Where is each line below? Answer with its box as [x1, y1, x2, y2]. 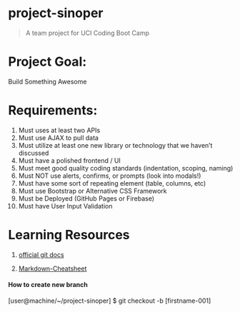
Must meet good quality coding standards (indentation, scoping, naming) [18, 163, 234, 172]
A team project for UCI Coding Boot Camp [25, 29, 149, 37]
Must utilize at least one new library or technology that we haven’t [18, 141, 213, 149]
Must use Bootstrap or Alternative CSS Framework [18, 186, 167, 195]
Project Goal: [8, 54, 87, 70]
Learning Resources [8, 227, 130, 243]
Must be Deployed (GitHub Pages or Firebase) [18, 194, 155, 203]
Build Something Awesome [8, 77, 87, 86]
